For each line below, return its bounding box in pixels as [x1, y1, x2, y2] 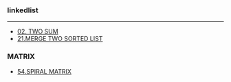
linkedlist [7, 5, 39, 15]
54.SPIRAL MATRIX [16, 67, 72, 75]
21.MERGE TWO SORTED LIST [16, 35, 103, 43]
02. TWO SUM [16, 27, 58, 36]
